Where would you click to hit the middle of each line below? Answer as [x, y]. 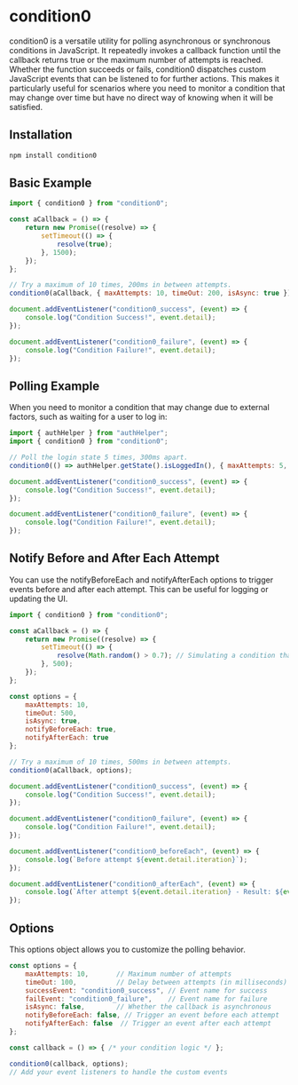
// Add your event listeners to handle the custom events [118, 1072]
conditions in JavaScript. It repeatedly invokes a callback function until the [145, 50]
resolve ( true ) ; [85, 244]
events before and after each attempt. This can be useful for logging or [139, 589]
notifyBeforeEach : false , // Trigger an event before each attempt [152, 1015]
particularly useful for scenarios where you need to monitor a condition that [147, 88]
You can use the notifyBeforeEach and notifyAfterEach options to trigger [141, 580]
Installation [41, 135]
